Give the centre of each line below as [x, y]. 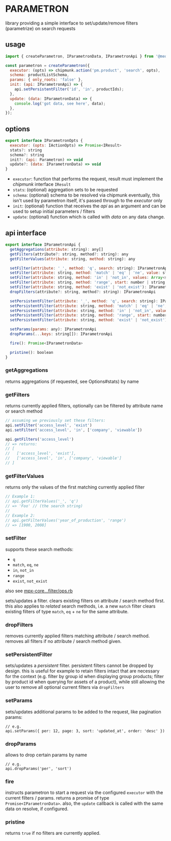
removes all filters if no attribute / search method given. [63, 641]
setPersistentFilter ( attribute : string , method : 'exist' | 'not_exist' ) [89, 320]
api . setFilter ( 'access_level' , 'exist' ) [49, 425]
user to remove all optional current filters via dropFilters [65, 687]
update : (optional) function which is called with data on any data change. [89, 217]
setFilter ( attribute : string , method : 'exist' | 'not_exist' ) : [78, 287]
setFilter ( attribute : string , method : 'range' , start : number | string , [89, 282]
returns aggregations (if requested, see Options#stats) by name [72, 381]
